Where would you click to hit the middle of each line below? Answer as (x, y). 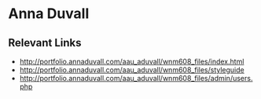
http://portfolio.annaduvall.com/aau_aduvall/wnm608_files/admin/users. (136, 78)
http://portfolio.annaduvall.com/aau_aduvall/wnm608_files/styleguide (132, 70)
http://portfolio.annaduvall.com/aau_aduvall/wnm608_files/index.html (132, 61)
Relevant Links (45, 43)
